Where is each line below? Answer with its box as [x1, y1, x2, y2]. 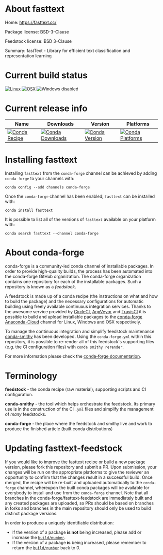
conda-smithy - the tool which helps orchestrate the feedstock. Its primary [5, 401, 156, 406]
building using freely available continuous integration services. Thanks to [5, 303, 151, 309]
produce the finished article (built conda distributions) [5, 426, 113, 432]
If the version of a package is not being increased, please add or [12, 529, 142, 535]
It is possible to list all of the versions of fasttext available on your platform [5, 216, 156, 222]
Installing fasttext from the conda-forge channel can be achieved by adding [5, 170, 157, 176]
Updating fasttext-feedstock [5, 443, 123, 454]
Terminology [5, 370, 57, 381]
